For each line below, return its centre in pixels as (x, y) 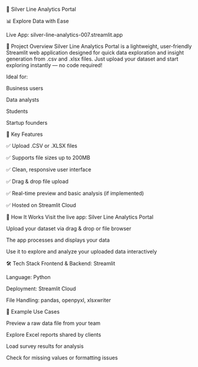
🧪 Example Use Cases (33, 311)
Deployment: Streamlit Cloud (41, 289)
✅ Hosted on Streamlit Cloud (41, 205)
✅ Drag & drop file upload (38, 181)
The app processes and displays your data (58, 240)
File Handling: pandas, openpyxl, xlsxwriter (59, 300)
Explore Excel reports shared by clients (54, 335)
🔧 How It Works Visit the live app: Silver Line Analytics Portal (80, 217)
